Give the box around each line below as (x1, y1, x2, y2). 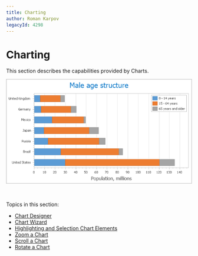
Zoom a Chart (14, 231, 48, 238)
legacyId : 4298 (6, 22, 44, 28)
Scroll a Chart (14, 237, 48, 244)
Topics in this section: (6, 201, 60, 208)
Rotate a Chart (14, 243, 50, 250)
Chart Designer (14, 212, 52, 219)
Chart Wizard (14, 218, 47, 225)
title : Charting (6, 9, 46, 15)
